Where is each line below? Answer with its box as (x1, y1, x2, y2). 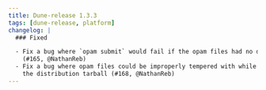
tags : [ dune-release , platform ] (8, 19, 115, 27)
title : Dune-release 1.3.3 (8, 11, 97, 20)
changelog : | (8, 26, 51, 34)
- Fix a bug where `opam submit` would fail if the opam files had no (15, 48, 253, 56)
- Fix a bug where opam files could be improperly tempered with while (15, 62, 257, 71)
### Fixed (15, 33, 47, 42)
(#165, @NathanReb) (22, 55, 87, 63)
